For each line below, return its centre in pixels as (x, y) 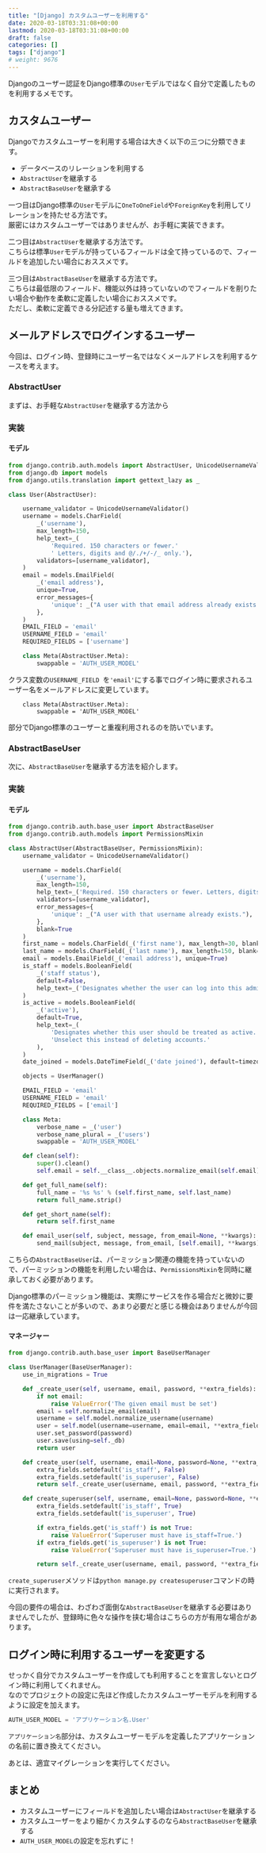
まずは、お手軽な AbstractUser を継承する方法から (88, 405)
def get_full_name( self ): (65, 1185)
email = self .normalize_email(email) (99, 1411)
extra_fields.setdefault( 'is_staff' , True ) (109, 1506)
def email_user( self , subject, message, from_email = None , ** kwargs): (140, 1236)
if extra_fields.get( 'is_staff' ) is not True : (115, 1528)
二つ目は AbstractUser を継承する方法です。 (78, 241)
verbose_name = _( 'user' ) (80, 1127)
